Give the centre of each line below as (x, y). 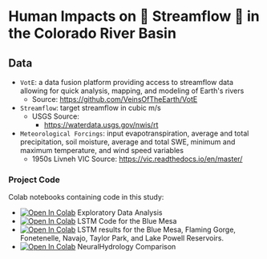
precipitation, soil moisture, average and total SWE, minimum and (127, 142)
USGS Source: (56, 116)
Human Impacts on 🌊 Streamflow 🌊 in (134, 16)
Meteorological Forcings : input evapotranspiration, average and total (134, 133)
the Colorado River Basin (92, 33)
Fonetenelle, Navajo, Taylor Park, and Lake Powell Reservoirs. (122, 238)
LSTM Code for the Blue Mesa (127, 221)
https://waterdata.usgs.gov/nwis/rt (101, 125)
